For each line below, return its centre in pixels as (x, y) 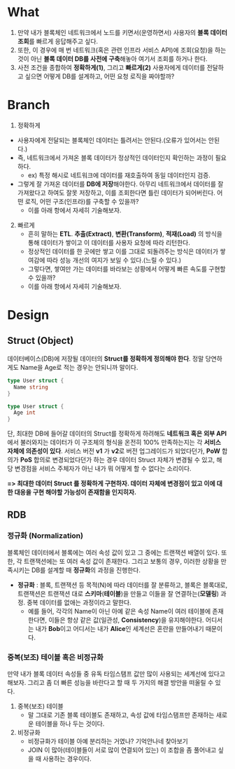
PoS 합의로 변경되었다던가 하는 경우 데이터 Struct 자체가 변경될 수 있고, (117, 460)
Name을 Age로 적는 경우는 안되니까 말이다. (79, 367)
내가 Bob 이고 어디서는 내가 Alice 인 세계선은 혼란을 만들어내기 (120, 628)
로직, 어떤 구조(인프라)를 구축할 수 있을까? (82, 201)
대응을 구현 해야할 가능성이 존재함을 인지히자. (76, 492)
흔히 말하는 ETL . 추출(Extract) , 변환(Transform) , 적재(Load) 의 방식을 (125, 234)
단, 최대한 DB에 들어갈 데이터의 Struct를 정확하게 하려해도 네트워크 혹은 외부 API (117, 434)
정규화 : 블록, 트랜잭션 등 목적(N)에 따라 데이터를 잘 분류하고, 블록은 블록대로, (122, 585)
